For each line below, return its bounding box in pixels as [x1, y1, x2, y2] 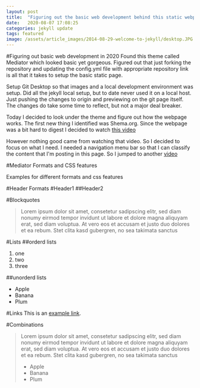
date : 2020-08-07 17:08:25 [6, 20, 79, 26]
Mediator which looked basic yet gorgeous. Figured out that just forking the [6, 59, 192, 66]
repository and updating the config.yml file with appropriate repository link [6, 65, 189, 72]
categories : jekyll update [6, 25, 73, 31]
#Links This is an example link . [6, 310, 82, 317]
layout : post [6, 8, 39, 15]
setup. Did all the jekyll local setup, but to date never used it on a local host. [6, 90, 192, 96]
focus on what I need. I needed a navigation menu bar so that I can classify [6, 144, 190, 151]
